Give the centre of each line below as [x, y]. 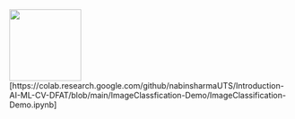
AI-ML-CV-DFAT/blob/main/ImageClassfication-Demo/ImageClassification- [148, 96]
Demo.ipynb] [33, 105]
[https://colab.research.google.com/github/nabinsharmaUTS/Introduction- [147, 86]
